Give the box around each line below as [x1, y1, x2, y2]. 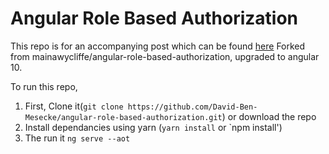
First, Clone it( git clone [24, 100, 124, 112]
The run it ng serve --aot [24, 132, 131, 144]
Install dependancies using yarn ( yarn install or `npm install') [24, 121, 283, 133]
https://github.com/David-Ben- [127, 102, 258, 112]
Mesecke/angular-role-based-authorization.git [24, 112, 223, 122]
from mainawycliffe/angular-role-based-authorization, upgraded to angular [10, 50, 320, 62]
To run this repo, [10, 80, 78, 92]
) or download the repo [221, 110, 317, 122]
